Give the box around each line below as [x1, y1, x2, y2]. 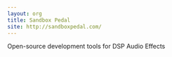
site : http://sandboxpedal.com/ [7, 23, 102, 30]
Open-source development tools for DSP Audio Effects [7, 42, 166, 51]
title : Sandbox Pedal [7, 17, 71, 24]
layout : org [7, 10, 42, 17]
